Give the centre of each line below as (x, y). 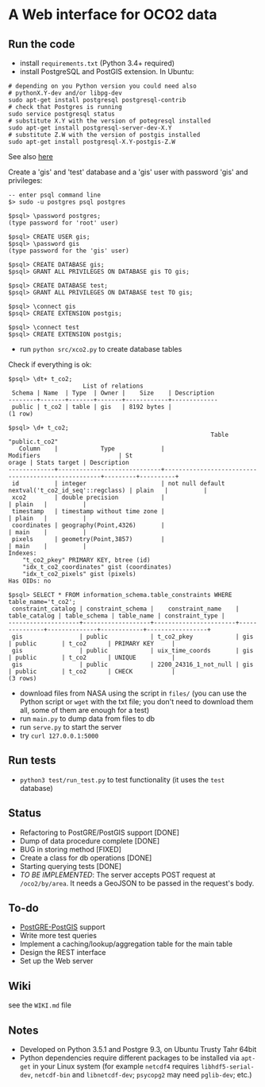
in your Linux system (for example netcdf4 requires (116, 1066)
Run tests (32, 760)
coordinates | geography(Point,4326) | (88, 525)
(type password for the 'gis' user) (69, 251)
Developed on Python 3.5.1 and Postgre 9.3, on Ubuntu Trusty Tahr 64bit (138, 1050)
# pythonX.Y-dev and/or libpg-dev (65, 93)
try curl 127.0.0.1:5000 (59, 735)
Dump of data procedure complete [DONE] (90, 840)
